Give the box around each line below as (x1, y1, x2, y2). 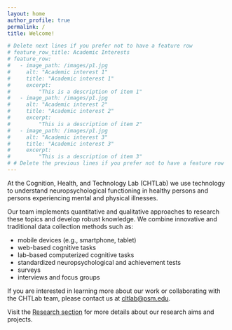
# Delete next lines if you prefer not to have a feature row (7, 43, 193, 50)
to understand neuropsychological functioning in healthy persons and (7, 186, 209, 195)
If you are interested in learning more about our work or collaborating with (7, 287, 221, 295)
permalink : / (7, 23, 46, 30)
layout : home (7, 10, 46, 18)
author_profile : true (7, 17, 71, 24)
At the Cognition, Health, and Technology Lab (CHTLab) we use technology (7, 179, 226, 187)
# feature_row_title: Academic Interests (7, 49, 130, 56)
